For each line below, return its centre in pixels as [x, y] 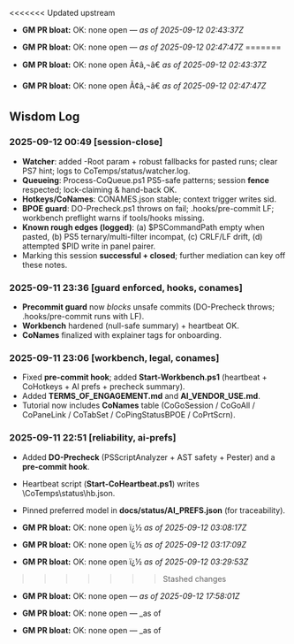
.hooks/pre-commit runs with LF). [83, 316]
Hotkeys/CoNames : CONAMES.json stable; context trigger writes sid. [149, 199]
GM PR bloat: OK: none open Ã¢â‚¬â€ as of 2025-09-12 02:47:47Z [144, 86]
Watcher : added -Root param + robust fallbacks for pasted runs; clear [150, 161]
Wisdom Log [45, 117]
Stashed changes [195, 579]
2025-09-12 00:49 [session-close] [86, 142]
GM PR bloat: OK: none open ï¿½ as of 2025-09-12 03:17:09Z [134, 544]
